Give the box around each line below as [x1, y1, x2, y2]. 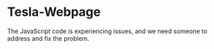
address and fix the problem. [7, 34, 90, 42]
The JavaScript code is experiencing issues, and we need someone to [7, 27, 208, 35]
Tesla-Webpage [7, 4, 101, 20]
